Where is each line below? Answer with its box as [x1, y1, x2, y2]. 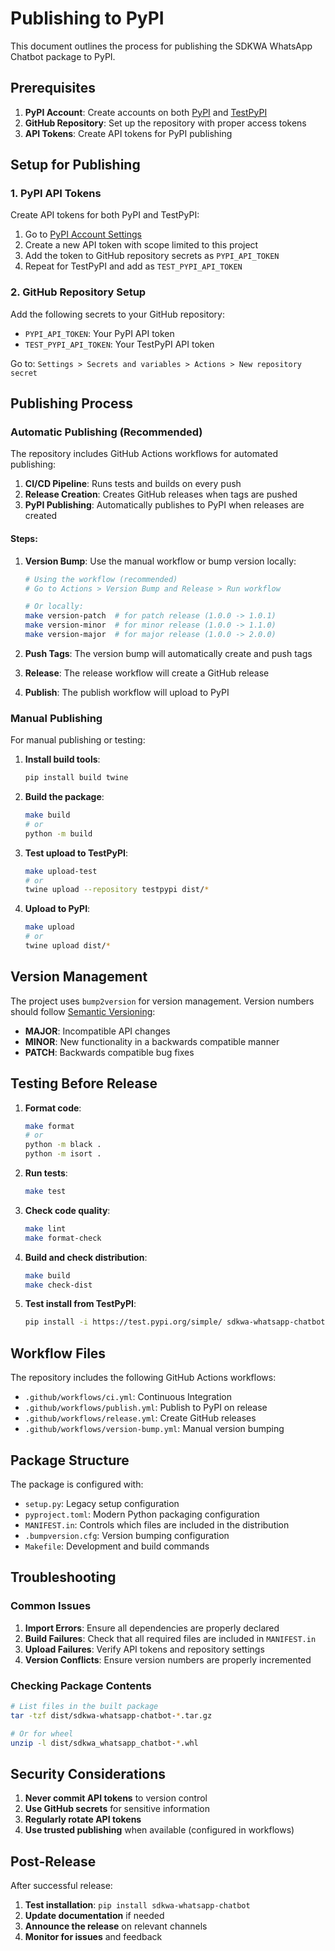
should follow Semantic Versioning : [10, 1005, 156, 1017]
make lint [24, 1223, 67, 1234]
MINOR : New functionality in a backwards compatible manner [24, 1035, 280, 1047]
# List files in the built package [10, 1701, 159, 1711]
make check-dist [24, 1280, 93, 1290]
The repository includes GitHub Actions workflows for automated [10, 448, 279, 460]
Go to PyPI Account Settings [24, 228, 142, 241]
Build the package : [24, 791, 105, 803]
